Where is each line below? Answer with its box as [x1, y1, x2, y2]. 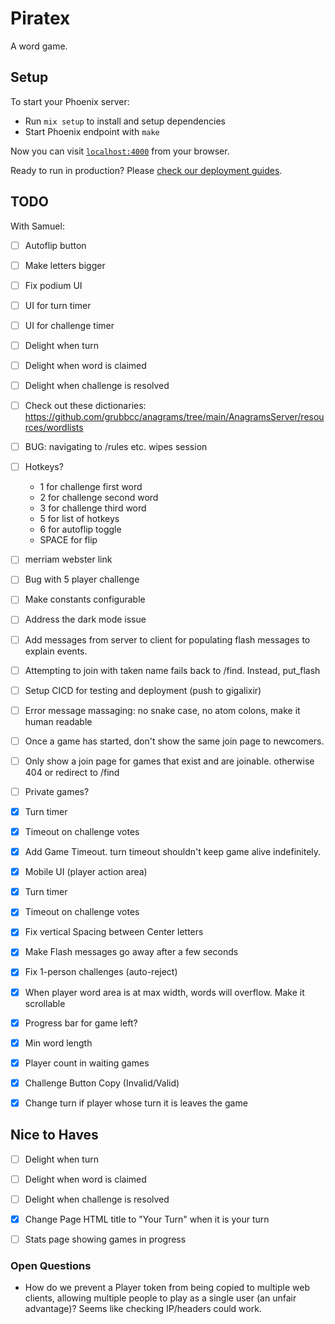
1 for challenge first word [39, 481, 143, 493]
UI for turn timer [24, 299, 92, 311]
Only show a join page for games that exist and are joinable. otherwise [24, 755, 315, 767]
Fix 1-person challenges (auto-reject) [24, 966, 178, 978]
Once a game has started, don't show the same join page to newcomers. [24, 735, 325, 747]
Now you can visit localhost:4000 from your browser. [10, 145, 230, 157]
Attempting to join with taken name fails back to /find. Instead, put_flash [24, 664, 321, 676]
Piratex [10, 7, 71, 30]
